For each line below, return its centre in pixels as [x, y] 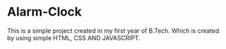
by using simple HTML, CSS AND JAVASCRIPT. [74, 37]
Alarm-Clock [45, 12]
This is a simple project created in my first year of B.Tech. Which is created [113, 31]
